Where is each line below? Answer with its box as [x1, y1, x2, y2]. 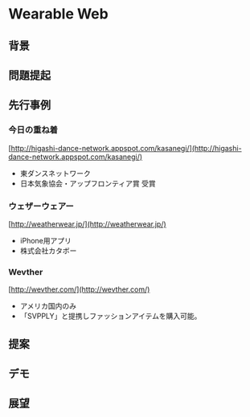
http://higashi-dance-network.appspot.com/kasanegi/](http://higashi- [10, 143, 243, 153]
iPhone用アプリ [19, 235, 72, 245]
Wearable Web [8, 5, 109, 23]
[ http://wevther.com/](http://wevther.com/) [8, 284, 150, 294]
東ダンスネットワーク [19, 168, 91, 178]
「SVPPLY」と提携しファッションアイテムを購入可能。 [19, 311, 202, 321]
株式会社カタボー [19, 246, 77, 256]
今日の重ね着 [8, 125, 59, 136]
